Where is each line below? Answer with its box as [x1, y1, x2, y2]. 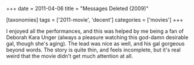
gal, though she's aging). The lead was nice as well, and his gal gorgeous [6, 40, 185, 47]
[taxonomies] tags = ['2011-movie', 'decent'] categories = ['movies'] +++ [6, 16, 183, 23]
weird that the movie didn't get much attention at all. [6, 53, 133, 59]
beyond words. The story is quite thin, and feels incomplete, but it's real [6, 46, 181, 53]
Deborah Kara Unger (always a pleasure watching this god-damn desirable [6, 34, 189, 40]
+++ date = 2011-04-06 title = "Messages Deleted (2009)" [6, 5, 149, 12]
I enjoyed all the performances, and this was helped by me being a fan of [6, 28, 184, 35]
